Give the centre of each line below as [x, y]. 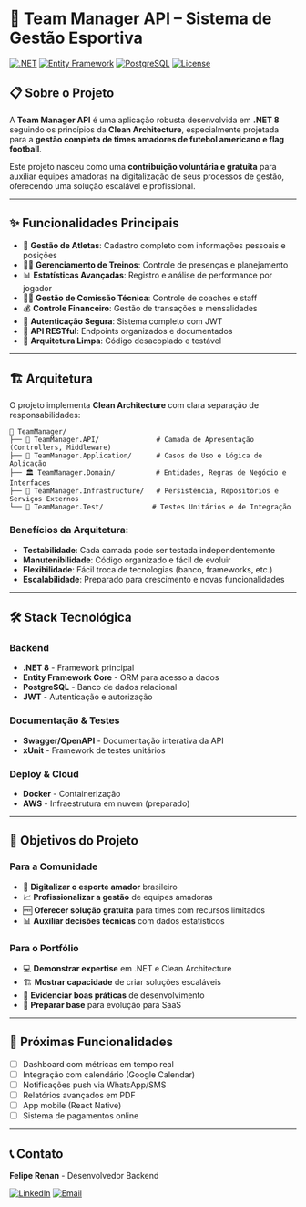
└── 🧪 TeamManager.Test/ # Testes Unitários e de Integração [150, 507]
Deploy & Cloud [44, 773]
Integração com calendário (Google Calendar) [109, 1074]
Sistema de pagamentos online [81, 1116]
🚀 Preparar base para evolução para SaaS [102, 1004]
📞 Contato [36, 1154]
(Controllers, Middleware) [61, 448]
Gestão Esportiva [76, 38]
